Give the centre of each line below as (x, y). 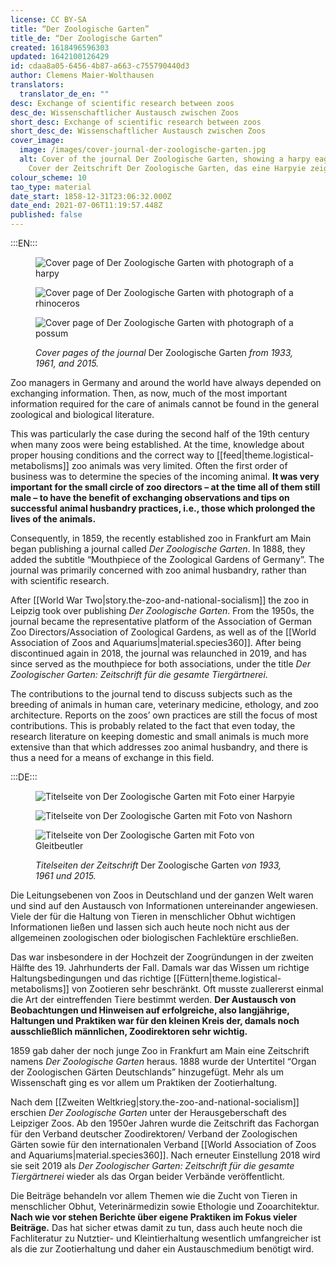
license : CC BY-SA (48, 19)
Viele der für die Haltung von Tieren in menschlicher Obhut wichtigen (153, 916)
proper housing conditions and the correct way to (112, 455)
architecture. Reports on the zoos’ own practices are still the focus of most (164, 715)
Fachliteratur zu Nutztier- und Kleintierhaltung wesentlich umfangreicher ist (166, 1238)
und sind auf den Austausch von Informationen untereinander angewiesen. (164, 905)
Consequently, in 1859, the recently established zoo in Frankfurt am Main (161, 538)
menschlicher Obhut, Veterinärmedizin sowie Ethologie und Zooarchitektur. (165, 1206)
